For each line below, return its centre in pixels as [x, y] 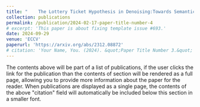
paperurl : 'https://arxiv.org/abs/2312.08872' [65, 45]
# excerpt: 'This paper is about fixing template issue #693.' [86, 28]
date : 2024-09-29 [28, 34]
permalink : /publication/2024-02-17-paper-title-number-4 [79, 23]
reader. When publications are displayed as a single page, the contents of [96, 86]
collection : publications [38, 17]
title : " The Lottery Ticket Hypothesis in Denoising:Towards [89, 12]
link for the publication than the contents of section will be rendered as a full [99, 73]
